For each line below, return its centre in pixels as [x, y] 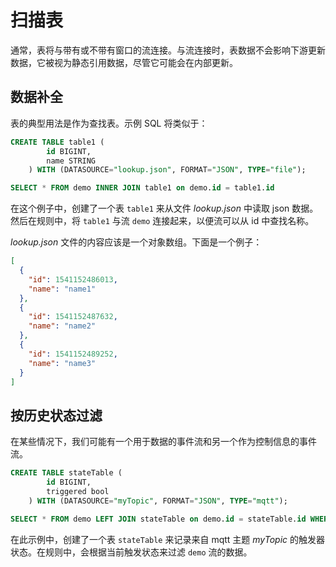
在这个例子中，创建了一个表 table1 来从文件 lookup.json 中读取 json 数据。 [164, 208]
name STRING [71, 161]
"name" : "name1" [62, 289]
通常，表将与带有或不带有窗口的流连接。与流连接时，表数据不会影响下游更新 [168, 50]
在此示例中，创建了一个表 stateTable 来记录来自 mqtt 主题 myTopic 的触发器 [168, 539]
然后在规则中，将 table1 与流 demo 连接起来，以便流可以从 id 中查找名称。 [162, 221]
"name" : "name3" [62, 363]
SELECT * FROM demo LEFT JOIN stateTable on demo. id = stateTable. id [158, 519]
